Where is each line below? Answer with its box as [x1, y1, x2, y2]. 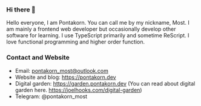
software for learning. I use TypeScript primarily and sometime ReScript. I [6, 32, 189, 39]
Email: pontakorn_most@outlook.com [15, 67, 109, 74]
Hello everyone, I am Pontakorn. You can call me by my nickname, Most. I [6, 19, 189, 26]
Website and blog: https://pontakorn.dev [15, 73, 116, 81]
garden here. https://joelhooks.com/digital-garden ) [15, 86, 142, 93]
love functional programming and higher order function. [6, 39, 145, 46]
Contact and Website [6, 54, 70, 62]
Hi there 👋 [6, 5, 36, 14]
